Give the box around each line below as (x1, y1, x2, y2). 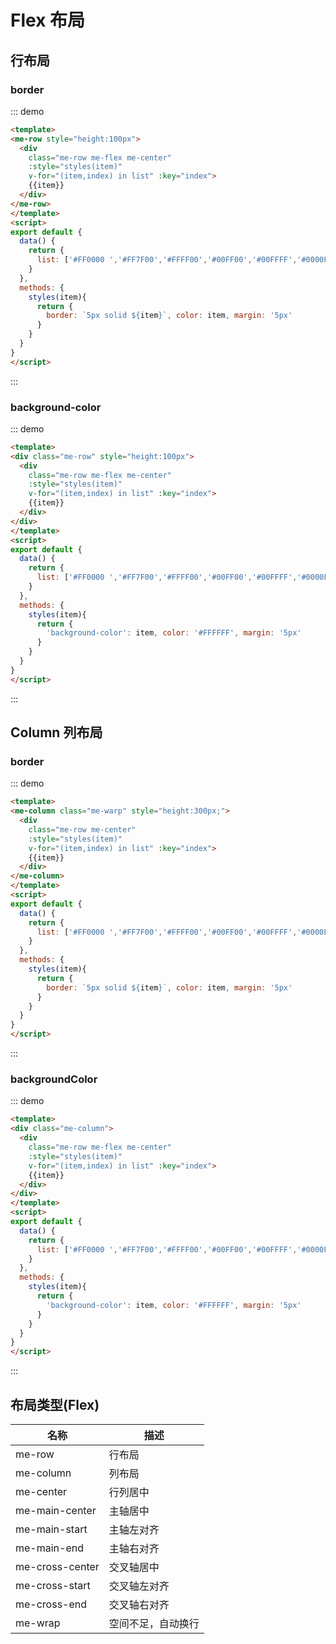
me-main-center (15, 1503, 97, 1517)
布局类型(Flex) (10, 1396, 100, 1413)
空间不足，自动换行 (108, 1616, 200, 1630)
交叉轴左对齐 (108, 1579, 170, 1593)
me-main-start (15, 1522, 88, 1536)
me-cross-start (15, 1578, 91, 1592)
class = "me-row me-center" (28, 824, 137, 835)
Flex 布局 (10, 9, 86, 32)
